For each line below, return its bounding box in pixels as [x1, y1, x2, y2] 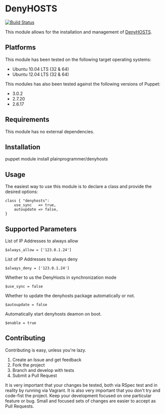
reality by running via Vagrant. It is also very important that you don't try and [5, 387, 161, 393]
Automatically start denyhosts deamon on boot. [5, 311, 102, 317]
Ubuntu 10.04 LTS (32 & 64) [12, 66, 69, 72]
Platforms [5, 43, 36, 52]
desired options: [5, 189, 39, 195]
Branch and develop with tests [12, 367, 75, 373]
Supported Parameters [5, 225, 77, 233]
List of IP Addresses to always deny [5, 256, 78, 262]
